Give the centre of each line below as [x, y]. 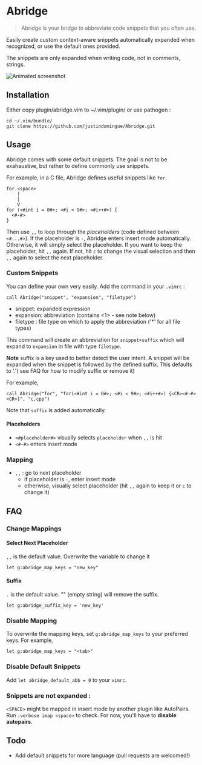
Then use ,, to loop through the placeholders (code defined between [93, 232]
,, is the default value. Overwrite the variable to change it [78, 556]
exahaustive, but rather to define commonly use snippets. [78, 165]
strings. [16, 64]
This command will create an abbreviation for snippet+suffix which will [95, 339]
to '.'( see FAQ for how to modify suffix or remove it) [70, 370]
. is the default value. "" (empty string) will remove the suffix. [83, 595]
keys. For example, [30, 640]
